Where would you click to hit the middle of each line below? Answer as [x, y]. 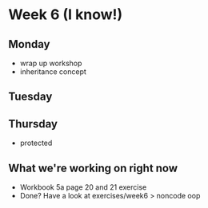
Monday [29, 44]
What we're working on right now [93, 168]
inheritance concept [53, 72]
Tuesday [30, 97]
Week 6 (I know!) [66, 15]
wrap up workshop [51, 63]
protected [36, 143]
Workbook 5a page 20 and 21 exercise [83, 187]
